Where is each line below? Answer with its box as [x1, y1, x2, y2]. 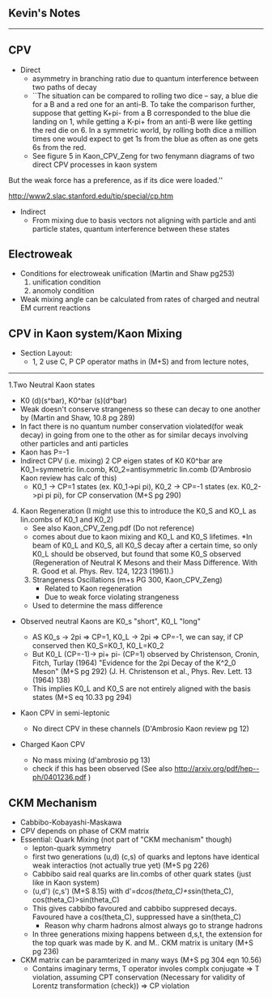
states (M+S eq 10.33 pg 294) [32, 693, 132, 702]
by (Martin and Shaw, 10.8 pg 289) [19, 413, 135, 423]
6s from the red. [32, 142, 87, 152]
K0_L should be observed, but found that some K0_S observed [32, 549, 241, 559]
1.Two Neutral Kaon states [8, 380, 96, 390]
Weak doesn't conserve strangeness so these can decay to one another [19, 404, 261, 414]
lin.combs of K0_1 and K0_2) [19, 514, 114, 525]
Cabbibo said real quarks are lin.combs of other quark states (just [32, 869, 252, 879]
